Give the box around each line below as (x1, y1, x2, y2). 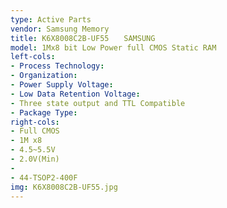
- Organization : (10, 71, 78, 81)
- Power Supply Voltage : (10, 80, 114, 90)
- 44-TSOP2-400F (10, 172, 78, 183)
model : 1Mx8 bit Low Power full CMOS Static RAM (10, 42, 217, 53)
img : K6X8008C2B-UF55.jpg (10, 182, 118, 192)
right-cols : (10, 117, 60, 127)
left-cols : (10, 52, 56, 62)
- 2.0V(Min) (10, 154, 60, 164)
